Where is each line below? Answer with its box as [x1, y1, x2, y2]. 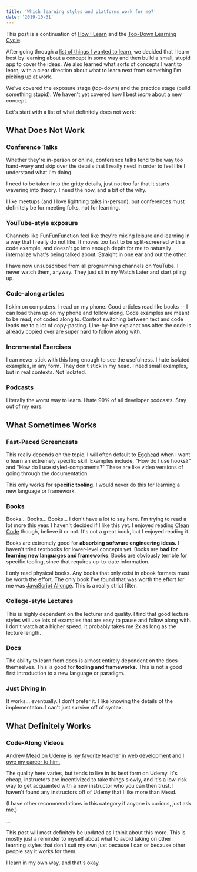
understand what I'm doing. [6, 169, 73, 176]
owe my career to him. [6, 758, 61, 765]
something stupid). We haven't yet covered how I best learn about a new [6, 91, 182, 98]
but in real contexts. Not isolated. [6, 369, 86, 376]
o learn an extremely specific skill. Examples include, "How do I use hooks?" [6, 457, 191, 465]
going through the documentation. [6, 470, 89, 477]
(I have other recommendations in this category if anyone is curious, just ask [6, 800, 192, 807]
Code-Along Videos [6, 738, 64, 747]
